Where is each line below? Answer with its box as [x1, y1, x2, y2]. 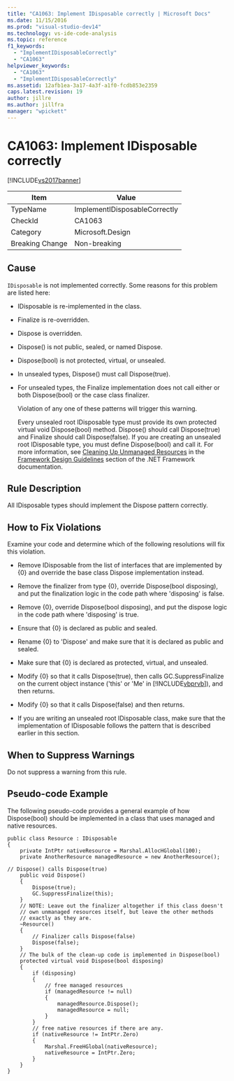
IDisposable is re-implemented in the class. [17, 302, 142, 310]
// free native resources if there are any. [32, 1024, 164, 1032]
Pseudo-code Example [7, 788, 108, 800]
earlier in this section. [17, 729, 80, 737]
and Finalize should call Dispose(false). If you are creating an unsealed [17, 432, 221, 441]
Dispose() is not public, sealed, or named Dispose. [17, 342, 163, 351]
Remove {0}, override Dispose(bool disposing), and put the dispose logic [17, 603, 228, 612]
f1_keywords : [7, 43, 45, 50]
